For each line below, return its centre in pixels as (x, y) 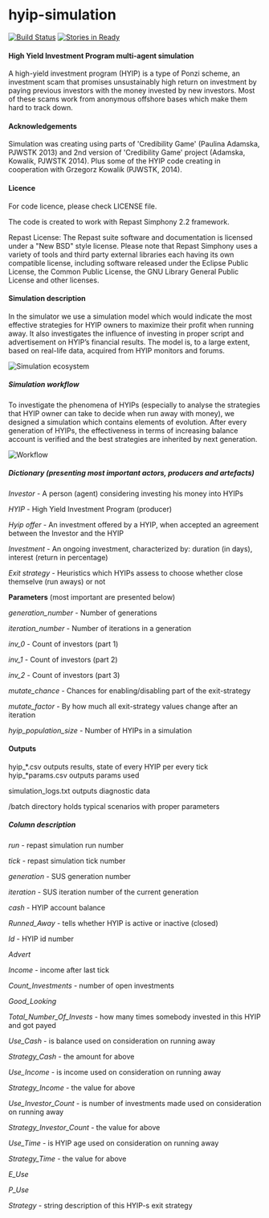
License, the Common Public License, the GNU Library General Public (124, 271)
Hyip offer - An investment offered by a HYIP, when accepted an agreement (134, 524)
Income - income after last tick (59, 970)
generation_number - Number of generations (83, 613)
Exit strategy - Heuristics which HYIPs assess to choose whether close (126, 572)
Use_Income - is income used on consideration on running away (115, 1071)
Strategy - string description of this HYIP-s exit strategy (100, 1205)
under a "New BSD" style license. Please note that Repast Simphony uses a (133, 246)
